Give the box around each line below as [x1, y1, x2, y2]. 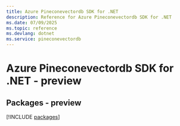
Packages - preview [6, 98, 82, 108]
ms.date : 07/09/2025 [6, 20, 58, 25]
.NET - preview [6, 75, 82, 88]
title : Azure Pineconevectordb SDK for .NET [6, 8, 119, 15]
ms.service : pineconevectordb [6, 36, 82, 42]
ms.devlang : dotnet [6, 31, 55, 37]
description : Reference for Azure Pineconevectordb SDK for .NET [6, 14, 172, 20]
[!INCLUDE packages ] [6, 114, 60, 120]
